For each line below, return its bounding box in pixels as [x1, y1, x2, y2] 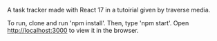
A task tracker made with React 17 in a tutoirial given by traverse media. [7, 6, 211, 14]
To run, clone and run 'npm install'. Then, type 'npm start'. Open [7, 19, 189, 27]
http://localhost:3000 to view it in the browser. [7, 27, 140, 34]
